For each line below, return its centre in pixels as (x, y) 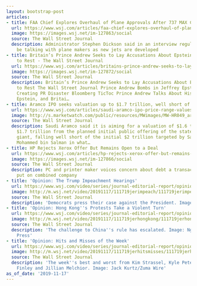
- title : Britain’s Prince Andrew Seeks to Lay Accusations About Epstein (99, 55)
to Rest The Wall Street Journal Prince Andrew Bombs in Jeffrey (98, 88)
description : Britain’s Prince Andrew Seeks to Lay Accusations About (99, 83)
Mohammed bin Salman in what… (54, 142)
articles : (18, 17)
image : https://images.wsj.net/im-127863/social (72, 33)
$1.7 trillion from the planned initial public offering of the (97, 132)
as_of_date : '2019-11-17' (38, 274)
